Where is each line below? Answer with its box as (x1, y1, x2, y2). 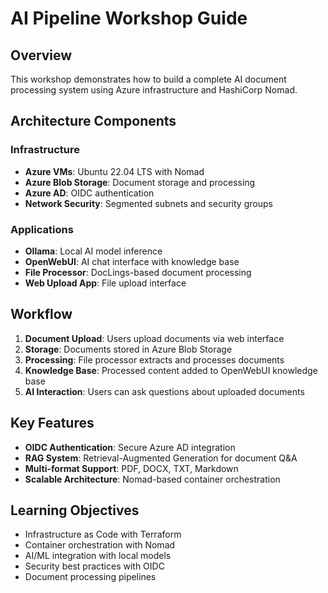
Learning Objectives (10, 502, 140, 519)
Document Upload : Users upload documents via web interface (24, 332, 285, 344)
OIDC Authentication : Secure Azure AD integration (24, 441, 236, 453)
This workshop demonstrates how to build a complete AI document (10, 73, 287, 85)
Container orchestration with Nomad (24, 539, 176, 551)
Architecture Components (10, 113, 177, 130)
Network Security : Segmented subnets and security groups (24, 197, 273, 209)
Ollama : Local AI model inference (24, 245, 163, 257)
